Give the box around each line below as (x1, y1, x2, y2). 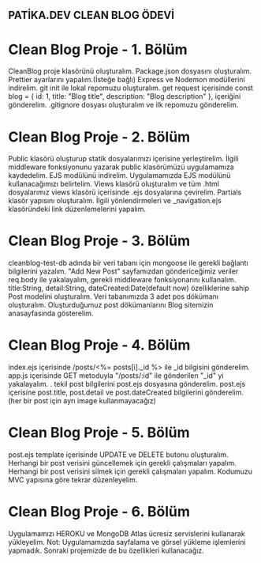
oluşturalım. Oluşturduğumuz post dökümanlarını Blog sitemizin (8, 300, 214, 310)
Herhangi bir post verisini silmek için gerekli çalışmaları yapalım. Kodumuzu (8, 467, 253, 476)
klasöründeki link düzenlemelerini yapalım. (8, 204, 147, 214)
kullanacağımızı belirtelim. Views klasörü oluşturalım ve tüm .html (8, 179, 219, 189)
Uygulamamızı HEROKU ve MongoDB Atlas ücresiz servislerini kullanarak (8, 529, 246, 538)
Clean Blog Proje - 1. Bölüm (8, 40, 188, 59)
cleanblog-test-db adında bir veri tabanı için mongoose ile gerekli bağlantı (8, 259, 248, 268)
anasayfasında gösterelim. (8, 308, 94, 318)
